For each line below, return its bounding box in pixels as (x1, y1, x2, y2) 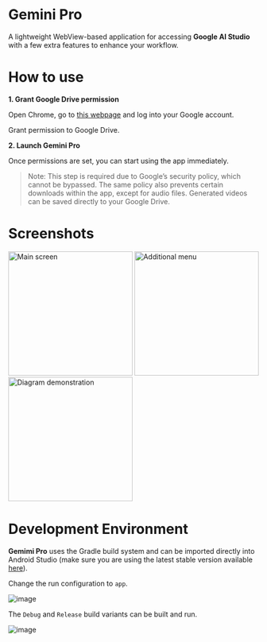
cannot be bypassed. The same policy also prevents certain (27, 180, 224, 189)
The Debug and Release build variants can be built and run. (8, 609, 198, 619)
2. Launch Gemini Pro (8, 141, 81, 150)
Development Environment (8, 520, 188, 538)
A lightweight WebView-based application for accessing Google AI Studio (8, 32, 250, 41)
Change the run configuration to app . (8, 578, 129, 588)
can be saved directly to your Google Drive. (27, 196, 171, 206)
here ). (8, 563, 28, 573)
